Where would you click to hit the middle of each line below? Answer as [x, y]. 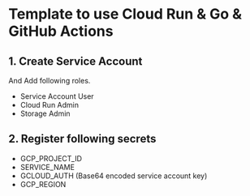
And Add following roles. [50, 81]
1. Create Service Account [75, 61]
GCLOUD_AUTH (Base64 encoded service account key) [114, 176]
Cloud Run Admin [50, 105]
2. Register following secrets [82, 139]
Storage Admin [45, 113]
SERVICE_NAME [47, 167]
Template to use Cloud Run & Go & [125, 14]
